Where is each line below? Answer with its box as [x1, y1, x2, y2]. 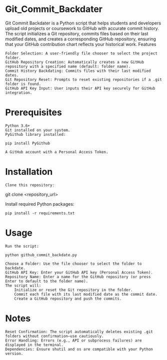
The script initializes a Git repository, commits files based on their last [5, 30, 148, 36]
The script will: [5, 283, 41, 288]
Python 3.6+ [5, 123, 30, 128]
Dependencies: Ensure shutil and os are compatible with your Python [5, 347, 153, 352]
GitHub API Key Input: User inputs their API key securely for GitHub [5, 86, 155, 91]
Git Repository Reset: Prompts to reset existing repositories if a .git [5, 77, 162, 82]
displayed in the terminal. [5, 342, 64, 348]
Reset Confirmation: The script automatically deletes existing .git [5, 329, 153, 334]
